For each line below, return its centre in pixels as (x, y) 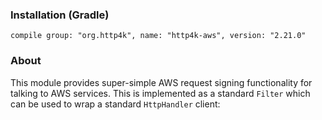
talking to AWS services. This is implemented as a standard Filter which (160, 93)
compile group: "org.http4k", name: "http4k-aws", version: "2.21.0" (158, 36)
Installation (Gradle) (60, 15)
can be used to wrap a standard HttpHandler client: (115, 104)
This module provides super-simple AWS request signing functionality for (161, 82)
